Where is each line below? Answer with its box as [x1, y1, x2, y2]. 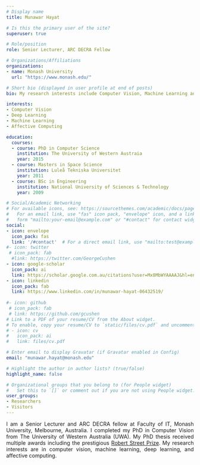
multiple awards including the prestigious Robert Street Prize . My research [6, 439, 195, 447]
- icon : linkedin [6, 277, 49, 283]
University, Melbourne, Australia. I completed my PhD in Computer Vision [6, 426, 194, 433]
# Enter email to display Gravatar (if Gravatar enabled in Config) [6, 349, 180, 355]
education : [6, 134, 33, 140]
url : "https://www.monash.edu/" [11, 74, 92, 80]
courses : [11, 139, 33, 146]
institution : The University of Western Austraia [17, 151, 143, 157]
